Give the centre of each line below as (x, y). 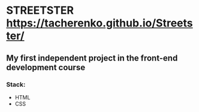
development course (46, 67)
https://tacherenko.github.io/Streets (99, 23)
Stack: (16, 84)
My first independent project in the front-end (92, 58)
